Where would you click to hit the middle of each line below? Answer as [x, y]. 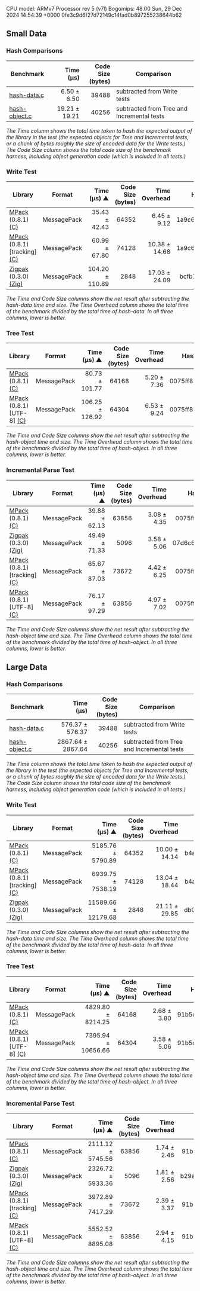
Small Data [26, 34]
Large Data [27, 667]
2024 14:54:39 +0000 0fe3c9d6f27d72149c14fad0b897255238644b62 [94, 15]
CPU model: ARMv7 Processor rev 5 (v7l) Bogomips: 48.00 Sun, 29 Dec [94, 9]
